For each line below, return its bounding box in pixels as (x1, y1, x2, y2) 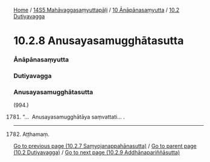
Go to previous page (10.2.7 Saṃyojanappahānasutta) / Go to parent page (13, 143, 197, 150)
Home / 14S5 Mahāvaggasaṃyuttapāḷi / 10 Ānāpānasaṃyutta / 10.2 (13, 7, 180, 13)
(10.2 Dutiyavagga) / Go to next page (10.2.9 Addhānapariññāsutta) (13, 149, 180, 156)
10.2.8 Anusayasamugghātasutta (13, 34, 184, 48)
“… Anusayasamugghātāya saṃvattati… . (22, 113, 125, 121)
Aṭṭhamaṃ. (22, 131, 49, 138)
